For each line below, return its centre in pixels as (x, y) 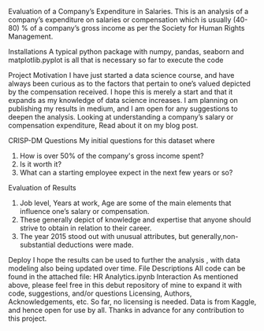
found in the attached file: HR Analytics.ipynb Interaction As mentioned (123, 277)
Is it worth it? (40, 164)
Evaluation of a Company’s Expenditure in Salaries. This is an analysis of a (128, 11)
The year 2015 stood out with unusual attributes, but (104, 236)
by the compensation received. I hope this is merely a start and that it (121, 92)
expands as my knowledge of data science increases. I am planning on (123, 100)
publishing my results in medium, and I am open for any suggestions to (123, 108)
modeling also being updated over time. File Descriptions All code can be (127, 268)
